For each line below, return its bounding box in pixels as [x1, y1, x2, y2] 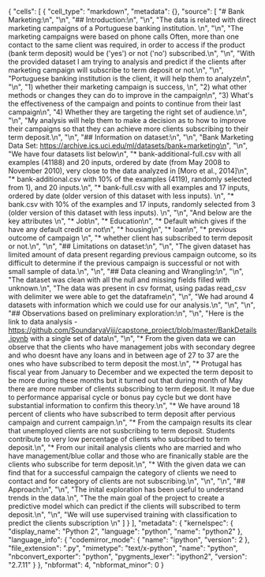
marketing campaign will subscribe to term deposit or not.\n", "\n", [8, 66, 224, 74]
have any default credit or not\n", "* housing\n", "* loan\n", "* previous [8, 225, 237, 234]
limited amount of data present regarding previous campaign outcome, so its [8, 250, 257, 259]
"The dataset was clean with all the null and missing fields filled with [8, 275, 230, 284]
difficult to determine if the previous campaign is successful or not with [8, 258, 241, 268]
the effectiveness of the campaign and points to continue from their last [8, 99, 241, 108]
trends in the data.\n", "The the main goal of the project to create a [8, 493, 225, 502]
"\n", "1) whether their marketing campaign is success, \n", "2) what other [8, 82, 247, 92]
